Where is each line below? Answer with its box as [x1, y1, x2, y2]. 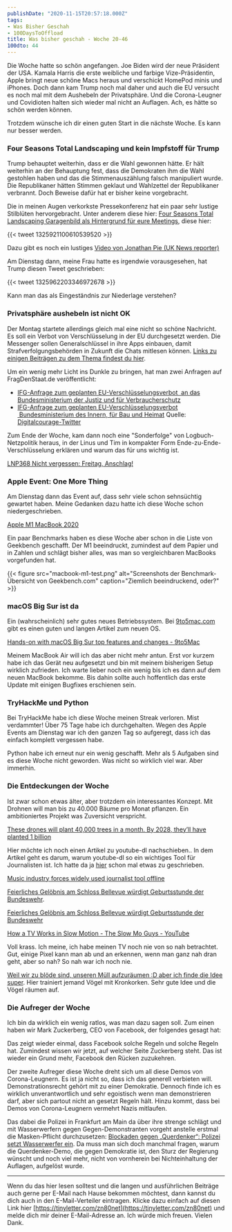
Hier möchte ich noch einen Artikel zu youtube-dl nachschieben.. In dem [7, 846, 214, 854]
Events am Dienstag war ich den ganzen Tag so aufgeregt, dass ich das [7, 728, 211, 737]
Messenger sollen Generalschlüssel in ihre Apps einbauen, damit [7, 339, 192, 347]
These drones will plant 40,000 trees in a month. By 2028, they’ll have [7, 825, 206, 834]
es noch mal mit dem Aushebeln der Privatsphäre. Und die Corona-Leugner [7, 91, 222, 99]
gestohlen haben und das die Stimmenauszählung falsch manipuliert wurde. [7, 174, 223, 182]
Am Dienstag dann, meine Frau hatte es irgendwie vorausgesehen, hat [7, 257, 207, 265]
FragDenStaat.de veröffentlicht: [7, 375, 97, 383]
